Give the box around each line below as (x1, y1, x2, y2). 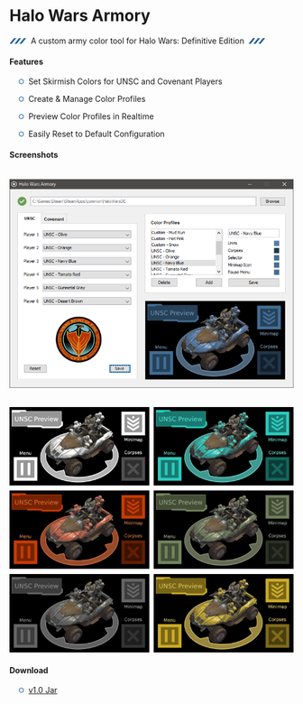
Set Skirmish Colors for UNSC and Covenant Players (28, 76, 223, 87)
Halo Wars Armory (9, 5, 151, 26)
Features (9, 56, 43, 67)
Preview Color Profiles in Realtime (28, 111, 155, 122)
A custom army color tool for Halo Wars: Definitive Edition (30, 35, 245, 46)
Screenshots (9, 149, 59, 160)
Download (9, 664, 49, 675)
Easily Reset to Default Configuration (28, 128, 165, 140)
